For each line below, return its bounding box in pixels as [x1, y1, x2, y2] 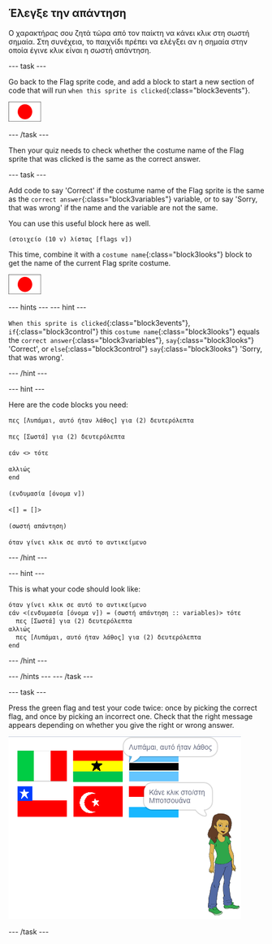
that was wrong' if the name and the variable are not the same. [8, 202, 218, 212]
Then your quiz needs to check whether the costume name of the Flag [8, 145, 244, 155]
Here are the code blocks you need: [8, 400, 128, 409]
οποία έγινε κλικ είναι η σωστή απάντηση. [8, 45, 152, 55]
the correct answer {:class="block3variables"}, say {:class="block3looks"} [8, 335, 254, 344]
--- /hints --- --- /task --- [8, 671, 93, 681]
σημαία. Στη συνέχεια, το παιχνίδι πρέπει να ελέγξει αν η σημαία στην [8, 37, 248, 46]
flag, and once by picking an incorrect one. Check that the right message [8, 711, 253, 721]
